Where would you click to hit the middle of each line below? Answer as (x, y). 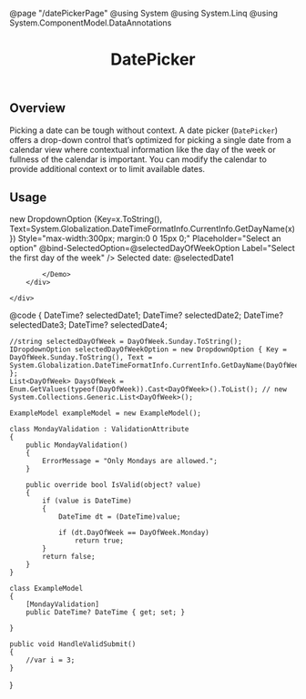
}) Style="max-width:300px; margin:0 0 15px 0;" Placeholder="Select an (145, 238)
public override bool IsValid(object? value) (114, 485)
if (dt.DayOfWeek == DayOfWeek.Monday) (133, 533)
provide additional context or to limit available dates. (107, 168)
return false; (69, 557)
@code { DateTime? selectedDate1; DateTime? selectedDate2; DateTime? (147, 315)
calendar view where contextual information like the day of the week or (143, 149)
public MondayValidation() (77, 445)
